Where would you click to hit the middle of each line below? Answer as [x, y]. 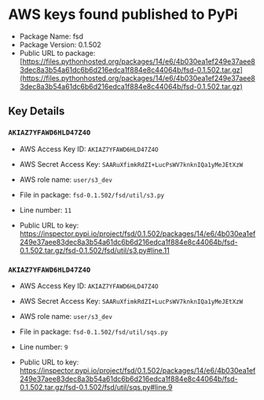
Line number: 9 [44, 346]
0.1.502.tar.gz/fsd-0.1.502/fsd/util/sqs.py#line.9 [96, 387]
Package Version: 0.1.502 [60, 44]
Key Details [37, 111]
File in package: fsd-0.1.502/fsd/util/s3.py [92, 194]
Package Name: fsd [51, 36]
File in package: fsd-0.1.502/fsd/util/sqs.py [93, 331]
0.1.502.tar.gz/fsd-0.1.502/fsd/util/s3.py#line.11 [95, 250]
